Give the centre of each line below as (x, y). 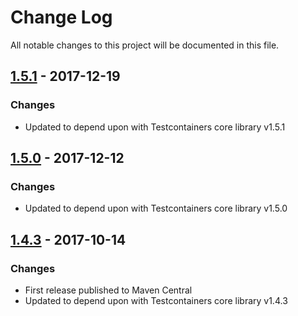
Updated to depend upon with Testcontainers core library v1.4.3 (156, 300)
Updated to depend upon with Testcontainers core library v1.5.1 (155, 127)
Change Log (61, 17)
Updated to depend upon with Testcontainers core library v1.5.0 (156, 208)
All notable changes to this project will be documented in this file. (145, 45)
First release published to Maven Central (108, 290)
